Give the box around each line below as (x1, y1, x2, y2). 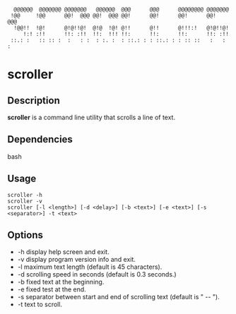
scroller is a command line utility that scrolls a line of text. (7, 113, 175, 121)
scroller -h (7, 191, 42, 198)
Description (7, 95, 60, 107)
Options (7, 229, 44, 241)
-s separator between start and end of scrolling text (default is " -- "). (17, 293, 220, 301)
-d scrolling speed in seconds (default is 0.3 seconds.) (17, 270, 177, 279)
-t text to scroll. (17, 300, 62, 309)
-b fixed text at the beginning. (17, 278, 105, 286)
